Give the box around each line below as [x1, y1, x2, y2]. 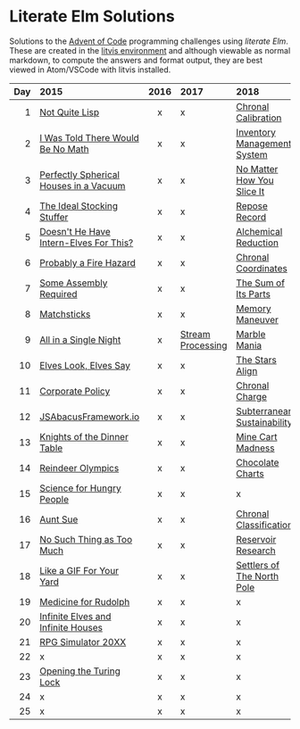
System [236, 148, 268, 161]
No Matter [236, 162, 279, 175]
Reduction [236, 236, 279, 249]
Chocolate [236, 456, 279, 468]
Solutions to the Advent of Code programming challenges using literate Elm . [9, 36, 288, 46]
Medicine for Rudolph [39, 595, 130, 608]
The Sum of [236, 277, 286, 289]
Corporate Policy [39, 385, 111, 397]
